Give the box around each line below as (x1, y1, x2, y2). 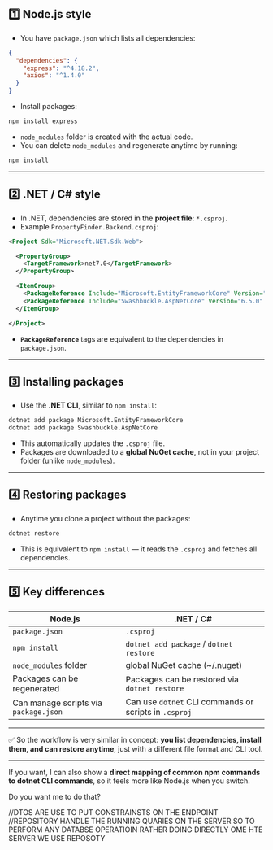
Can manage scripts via (12, 697, 103, 708)
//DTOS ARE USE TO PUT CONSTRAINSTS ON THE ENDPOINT (8, 807, 219, 817)
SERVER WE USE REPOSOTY (8, 833, 106, 843)
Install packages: (19, 102, 77, 111)
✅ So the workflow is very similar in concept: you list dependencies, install (8, 734, 262, 744)
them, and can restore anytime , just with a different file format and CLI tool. (8, 743, 263, 753)
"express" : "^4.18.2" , (23, 64, 100, 72)
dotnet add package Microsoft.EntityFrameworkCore (8, 416, 184, 425)
